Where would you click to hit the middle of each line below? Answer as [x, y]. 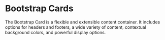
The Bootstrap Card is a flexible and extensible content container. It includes [82, 22]
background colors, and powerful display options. [55, 32]
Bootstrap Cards [39, 9]
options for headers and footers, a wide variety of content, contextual [76, 27]
